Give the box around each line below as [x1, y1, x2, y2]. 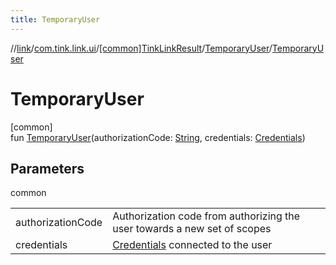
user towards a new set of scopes [112, 222, 272, 236]
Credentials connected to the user [112, 238, 273, 252]
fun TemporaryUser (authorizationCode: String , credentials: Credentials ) [10, 131, 306, 143]
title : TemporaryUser [10, 14, 101, 25]
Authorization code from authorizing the [112, 209, 301, 223]
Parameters [10, 160, 85, 177]
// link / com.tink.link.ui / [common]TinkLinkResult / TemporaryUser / [10, 42, 273, 54]
